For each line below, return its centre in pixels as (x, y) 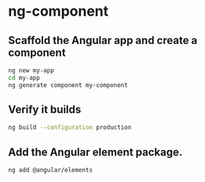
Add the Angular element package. (95, 152)
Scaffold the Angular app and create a (103, 40)
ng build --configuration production (70, 128)
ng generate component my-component (68, 85)
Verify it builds (45, 109)
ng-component (59, 11)
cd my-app (24, 78)
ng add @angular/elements (50, 170)
